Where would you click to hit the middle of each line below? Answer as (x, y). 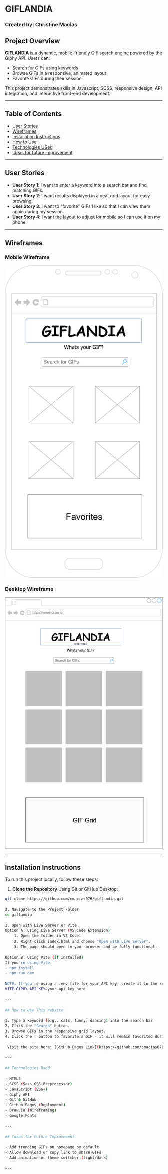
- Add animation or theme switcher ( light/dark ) (57, 1158)
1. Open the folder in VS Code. (48, 936)
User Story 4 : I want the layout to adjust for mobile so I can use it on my (86, 217)
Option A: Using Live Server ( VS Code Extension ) (58, 931)
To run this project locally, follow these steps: (52, 879)
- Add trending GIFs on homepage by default (52, 1147)
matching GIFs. (28, 190)
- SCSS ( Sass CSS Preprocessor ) (39, 1084)
